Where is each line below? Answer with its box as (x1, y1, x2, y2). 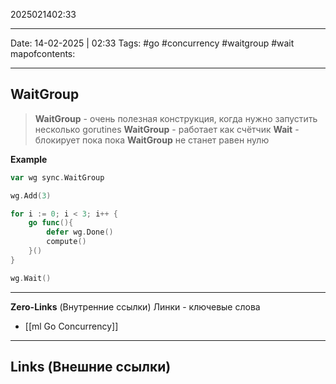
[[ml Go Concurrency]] (24, 320, 119, 332)
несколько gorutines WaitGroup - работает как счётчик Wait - (34, 123, 300, 135)
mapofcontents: (10, 48, 76, 59)
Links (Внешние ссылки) (10, 359, 172, 376)
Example (10, 153, 48, 165)
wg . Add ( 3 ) (10, 190, 52, 201)
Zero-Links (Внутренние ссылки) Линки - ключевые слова (10, 300, 261, 313)
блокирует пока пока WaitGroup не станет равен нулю (34, 134, 270, 146)
